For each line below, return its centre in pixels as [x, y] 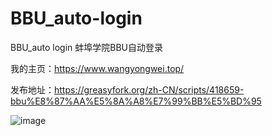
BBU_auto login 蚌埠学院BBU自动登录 [87, 47]
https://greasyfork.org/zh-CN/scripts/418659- [149, 89]
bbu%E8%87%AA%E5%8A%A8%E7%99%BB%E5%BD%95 [136, 101]
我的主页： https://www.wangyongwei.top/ [97, 68]
